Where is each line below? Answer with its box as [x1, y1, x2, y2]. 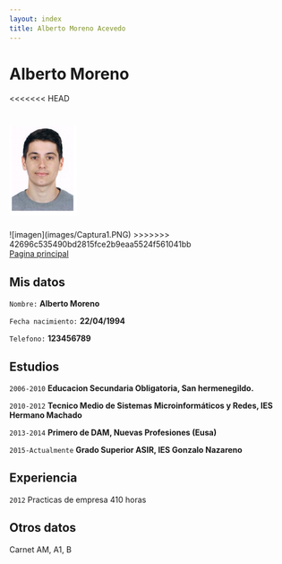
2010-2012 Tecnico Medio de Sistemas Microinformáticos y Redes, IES [9, 400, 273, 411]
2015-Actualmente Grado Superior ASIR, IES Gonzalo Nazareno [9, 445, 244, 455]
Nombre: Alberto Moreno [9, 299, 100, 309]
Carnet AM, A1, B [9, 543, 72, 555]
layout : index [9, 14, 63, 23]
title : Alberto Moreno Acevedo [9, 23, 126, 33]
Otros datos [9, 520, 77, 535]
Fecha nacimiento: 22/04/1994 [9, 316, 125, 326]
